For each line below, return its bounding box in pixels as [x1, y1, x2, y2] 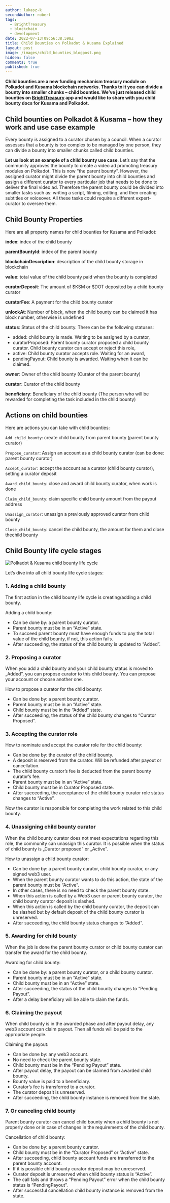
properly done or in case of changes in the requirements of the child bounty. [5, 1124, 165, 1131]
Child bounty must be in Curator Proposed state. [12, 784, 114, 791]
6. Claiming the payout [5, 1009, 62, 1016]
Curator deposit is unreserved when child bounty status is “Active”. [12, 1171, 153, 1177]
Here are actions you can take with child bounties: [5, 424, 110, 431]
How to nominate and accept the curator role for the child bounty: [5, 742, 143, 748]
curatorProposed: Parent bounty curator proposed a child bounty [12, 339, 149, 345]
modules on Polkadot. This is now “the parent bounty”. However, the [5, 168, 148, 174]
